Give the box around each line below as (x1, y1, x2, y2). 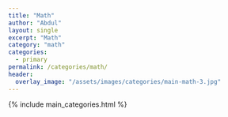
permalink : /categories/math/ (8, 63, 108, 71)
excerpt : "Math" (8, 33, 62, 42)
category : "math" (8, 41, 66, 49)
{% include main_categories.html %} (8, 100, 127, 109)
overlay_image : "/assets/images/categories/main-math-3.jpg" (15, 77, 222, 85)
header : (8, 70, 34, 78)
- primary (15, 56, 47, 64)
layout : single (8, 26, 59, 34)
